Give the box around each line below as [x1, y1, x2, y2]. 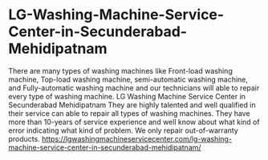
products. [8, 134, 40, 143]
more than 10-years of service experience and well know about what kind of [8, 117, 260, 126]
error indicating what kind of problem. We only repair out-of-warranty [8, 126, 238, 135]
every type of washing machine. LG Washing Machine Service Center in [8, 91, 246, 101]
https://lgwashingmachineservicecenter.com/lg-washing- [41, 134, 233, 143]
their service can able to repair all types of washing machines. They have [8, 108, 250, 118]
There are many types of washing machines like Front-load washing [8, 66, 233, 75]
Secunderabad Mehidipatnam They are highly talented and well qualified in [8, 100, 256, 110]
